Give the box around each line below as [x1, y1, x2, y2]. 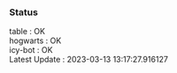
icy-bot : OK [9, 45, 53, 55]
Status [9, 6, 38, 18]
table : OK [9, 26, 46, 37]
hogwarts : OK [9, 35, 62, 46]
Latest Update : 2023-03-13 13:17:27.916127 [9, 55, 168, 65]
